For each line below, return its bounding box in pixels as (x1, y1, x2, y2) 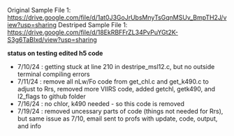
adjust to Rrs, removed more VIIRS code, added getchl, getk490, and (17, 85, 215, 93)
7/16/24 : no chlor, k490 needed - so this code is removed (17, 100, 185, 107)
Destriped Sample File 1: (58, 21, 128, 29)
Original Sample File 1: (7, 6, 71, 14)
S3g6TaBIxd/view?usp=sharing (7, 36, 98, 44)
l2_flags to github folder (17, 92, 86, 100)
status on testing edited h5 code (7, 49, 103, 57)
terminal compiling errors (17, 70, 90, 78)
